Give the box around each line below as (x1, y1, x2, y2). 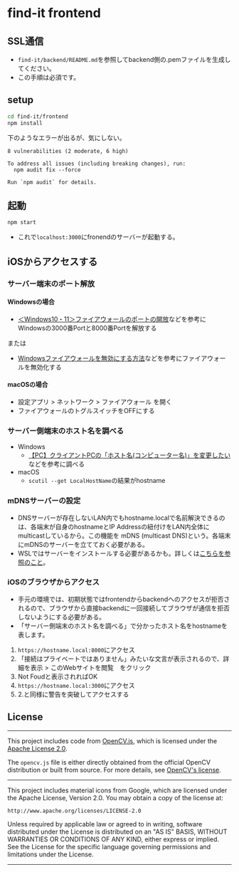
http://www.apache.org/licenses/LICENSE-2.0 (7, 807, 142, 814)
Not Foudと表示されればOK (17, 672, 98, 681)
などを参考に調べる (28, 460, 85, 469)
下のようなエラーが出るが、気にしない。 (7, 133, 126, 142)
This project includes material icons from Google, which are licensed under (7, 786, 228, 794)
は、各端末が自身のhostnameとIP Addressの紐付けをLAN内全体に (17, 522, 210, 531)
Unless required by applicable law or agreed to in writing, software (7, 819, 203, 828)
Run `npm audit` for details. (7, 179, 97, 186)
